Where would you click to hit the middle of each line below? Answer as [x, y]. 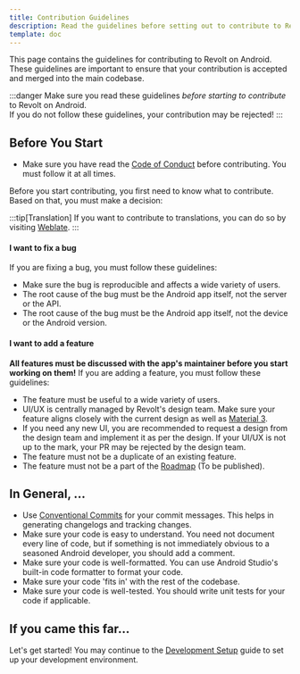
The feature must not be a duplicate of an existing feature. [129, 456]
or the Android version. [64, 323]
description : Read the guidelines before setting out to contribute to [145, 26]
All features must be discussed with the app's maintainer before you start [149, 363]
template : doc [36, 34]
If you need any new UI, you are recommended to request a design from [155, 428]
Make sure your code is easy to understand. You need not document [148, 534]
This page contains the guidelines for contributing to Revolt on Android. [141, 60]
